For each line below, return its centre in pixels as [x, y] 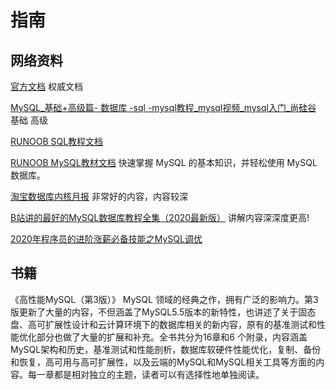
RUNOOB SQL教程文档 [57, 141]
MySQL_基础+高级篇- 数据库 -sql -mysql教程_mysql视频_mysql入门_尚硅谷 [163, 107]
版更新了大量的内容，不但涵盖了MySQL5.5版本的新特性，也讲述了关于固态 [163, 312]
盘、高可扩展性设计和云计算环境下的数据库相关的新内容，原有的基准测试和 [163, 324]
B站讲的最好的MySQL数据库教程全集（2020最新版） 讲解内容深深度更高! [160, 217]
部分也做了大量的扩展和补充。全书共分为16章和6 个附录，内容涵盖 [172, 337]
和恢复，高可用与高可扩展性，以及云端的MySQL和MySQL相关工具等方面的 [163, 362]
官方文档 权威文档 [46, 86]
